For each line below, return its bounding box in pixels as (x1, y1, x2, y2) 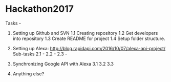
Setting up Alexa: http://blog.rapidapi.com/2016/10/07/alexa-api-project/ (12, 45, 166, 51)
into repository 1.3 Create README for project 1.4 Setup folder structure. (12, 35, 165, 42)
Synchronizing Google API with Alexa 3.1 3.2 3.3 (12, 60, 114, 67)
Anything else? (12, 70, 45, 77)
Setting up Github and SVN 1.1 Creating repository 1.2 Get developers (12, 30, 158, 36)
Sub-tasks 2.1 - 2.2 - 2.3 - (12, 51, 68, 57)
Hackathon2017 (5, 3, 74, 15)
